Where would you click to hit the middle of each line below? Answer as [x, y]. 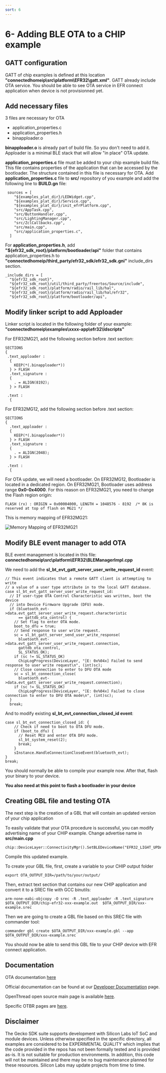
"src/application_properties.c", [48, 232]
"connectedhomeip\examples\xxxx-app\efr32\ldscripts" [65, 329]
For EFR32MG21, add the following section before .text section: [69, 339]
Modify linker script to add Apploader [64, 312]
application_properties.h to [33, 256]
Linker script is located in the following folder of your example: [69, 324]
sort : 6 [13, 10]
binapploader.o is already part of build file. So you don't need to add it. [78, 148]
